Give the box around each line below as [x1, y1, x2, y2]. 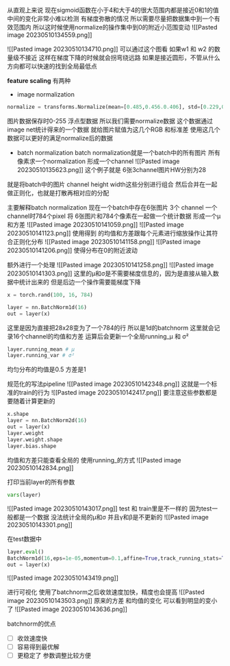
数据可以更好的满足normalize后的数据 [7, 134, 113, 142]
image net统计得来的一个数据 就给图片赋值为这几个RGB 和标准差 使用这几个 [7, 125, 220, 134]
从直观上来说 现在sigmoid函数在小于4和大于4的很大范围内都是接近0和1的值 [7, 6, 219, 14]
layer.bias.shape [7, 443, 57, 449]
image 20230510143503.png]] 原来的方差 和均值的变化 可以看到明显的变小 [7, 597, 218, 604]
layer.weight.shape [7, 436, 63, 443]
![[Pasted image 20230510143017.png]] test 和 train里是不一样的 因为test [7, 504, 212, 513]
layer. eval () [7, 549, 44, 556]
